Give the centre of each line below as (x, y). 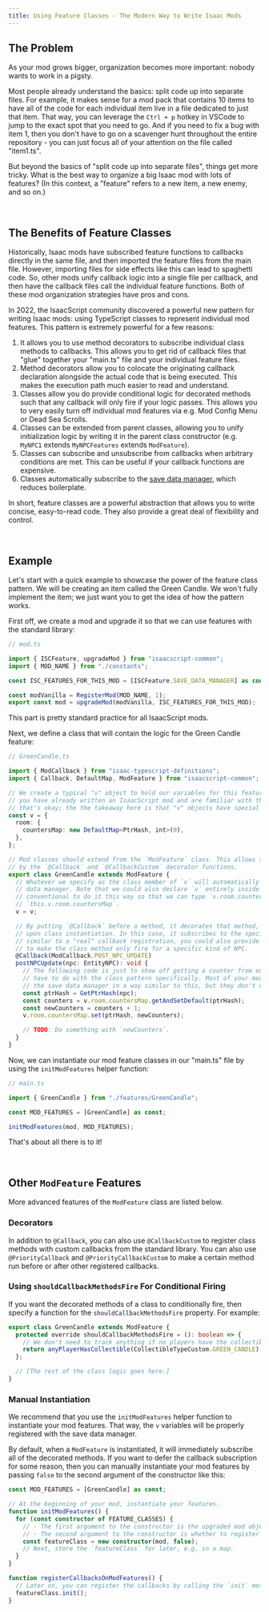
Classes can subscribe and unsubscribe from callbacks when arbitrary (137, 453)
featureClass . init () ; (52, 1593)
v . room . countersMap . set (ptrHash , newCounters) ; (103, 1016)
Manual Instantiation (49, 1399)
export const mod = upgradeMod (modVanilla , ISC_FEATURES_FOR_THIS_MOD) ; (132, 703)
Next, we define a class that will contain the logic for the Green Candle (124, 733)
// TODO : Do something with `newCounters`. (96, 1030)
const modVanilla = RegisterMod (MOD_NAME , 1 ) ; (87, 695)
